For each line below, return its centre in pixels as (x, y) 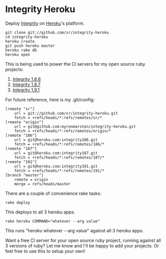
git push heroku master (30, 46)
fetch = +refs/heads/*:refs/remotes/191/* (59, 171)
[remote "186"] (21, 135)
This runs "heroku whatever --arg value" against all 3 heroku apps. (74, 230)
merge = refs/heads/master (43, 184)
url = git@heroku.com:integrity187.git (56, 153)
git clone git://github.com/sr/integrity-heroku (57, 32)
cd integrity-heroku (27, 37)
